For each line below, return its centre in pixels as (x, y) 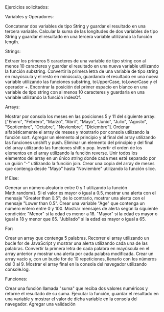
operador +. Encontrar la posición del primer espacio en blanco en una (76, 87)
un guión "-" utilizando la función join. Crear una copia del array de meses (80, 163)
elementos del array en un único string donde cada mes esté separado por (80, 158)
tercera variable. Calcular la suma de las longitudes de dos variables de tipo (82, 31)
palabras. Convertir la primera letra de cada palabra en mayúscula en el (77, 248)
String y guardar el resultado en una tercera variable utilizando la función (79, 37)
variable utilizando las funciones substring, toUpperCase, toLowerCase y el (81, 82)
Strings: (13, 51)
